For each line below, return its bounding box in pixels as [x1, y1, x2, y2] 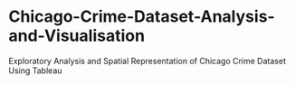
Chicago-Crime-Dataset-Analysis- [8, 6, 275, 27]
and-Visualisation [8, 25, 146, 46]
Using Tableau [8, 65, 62, 76]
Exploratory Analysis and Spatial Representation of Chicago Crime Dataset [8, 55, 287, 66]
